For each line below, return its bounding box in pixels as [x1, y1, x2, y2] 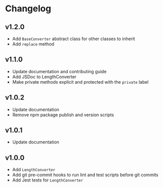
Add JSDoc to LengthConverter [12, 74, 77, 80]
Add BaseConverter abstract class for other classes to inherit [12, 36, 135, 42]
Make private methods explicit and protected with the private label [12, 79, 149, 85]
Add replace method [12, 41, 54, 47]
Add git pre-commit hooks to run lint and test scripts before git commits [12, 172, 159, 178]
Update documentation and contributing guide [12, 68, 107, 74]
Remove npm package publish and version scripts [12, 112, 115, 118]
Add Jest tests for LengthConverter [12, 177, 83, 183]
